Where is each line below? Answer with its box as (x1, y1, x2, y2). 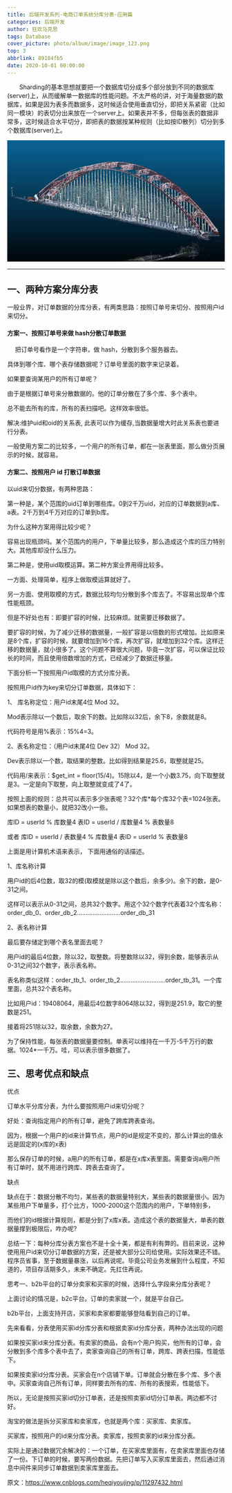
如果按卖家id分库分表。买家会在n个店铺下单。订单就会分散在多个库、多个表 (7, 1371, 222, 1379)
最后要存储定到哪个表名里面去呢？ (7, 938, 104, 946)
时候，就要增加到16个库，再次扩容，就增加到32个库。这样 (52, 636, 219, 645)
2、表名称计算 (7, 923, 48, 932)
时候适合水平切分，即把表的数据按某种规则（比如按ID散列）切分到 (30, 117, 219, 126)
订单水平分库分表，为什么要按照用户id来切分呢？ (7, 1102, 146, 1110)
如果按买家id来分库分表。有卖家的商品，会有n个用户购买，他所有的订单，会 (7, 1338, 222, 1347)
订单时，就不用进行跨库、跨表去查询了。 (12, 1164, 128, 1172)
